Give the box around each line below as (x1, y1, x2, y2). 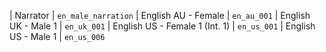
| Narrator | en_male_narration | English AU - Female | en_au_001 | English (9, 10, 311, 21)
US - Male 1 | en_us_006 (9, 31, 106, 42)
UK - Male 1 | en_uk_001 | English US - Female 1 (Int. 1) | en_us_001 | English (9, 20, 316, 32)
